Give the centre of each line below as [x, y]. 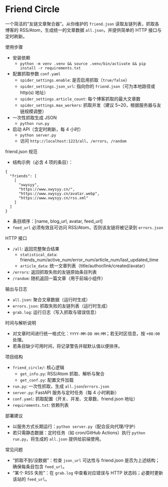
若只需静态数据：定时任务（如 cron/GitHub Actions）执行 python [79, 432]
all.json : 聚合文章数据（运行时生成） [51, 299]
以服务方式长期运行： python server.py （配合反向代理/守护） [75, 426]
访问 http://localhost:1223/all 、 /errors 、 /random [73, 141]
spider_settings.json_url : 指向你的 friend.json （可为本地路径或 [88, 86]
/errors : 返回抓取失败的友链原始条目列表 [54, 272]
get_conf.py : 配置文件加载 [47, 380]
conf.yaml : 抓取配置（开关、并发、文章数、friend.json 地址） [75, 399]
